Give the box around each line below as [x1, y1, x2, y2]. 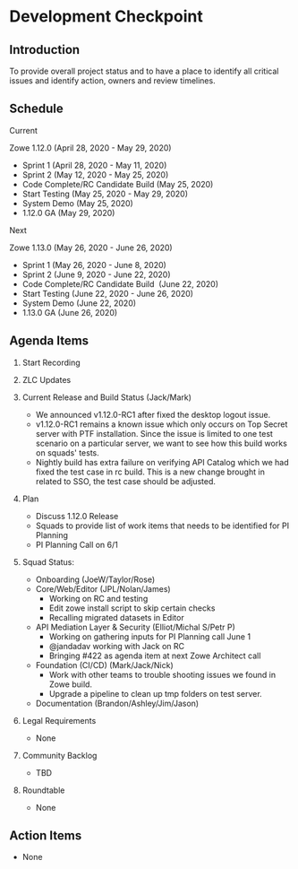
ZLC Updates [21, 374, 72, 385]
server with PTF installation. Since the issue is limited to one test [35, 428, 273, 439]
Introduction [9, 42, 81, 57]
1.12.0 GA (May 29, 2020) [21, 207, 115, 218]
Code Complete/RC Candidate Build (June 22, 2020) [21, 278, 219, 289]
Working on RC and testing [48, 593, 149, 604]
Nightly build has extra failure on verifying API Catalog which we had [35, 456, 289, 467]
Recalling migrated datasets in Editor [48, 612, 185, 622]
